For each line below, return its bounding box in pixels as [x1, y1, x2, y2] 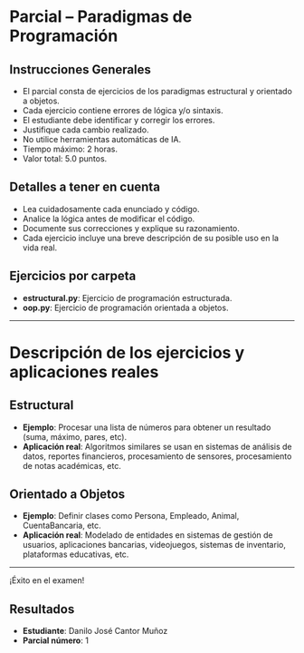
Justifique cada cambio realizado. [22, 124, 149, 135]
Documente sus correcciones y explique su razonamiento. [22, 222, 240, 233]
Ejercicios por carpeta [9, 268, 137, 284]
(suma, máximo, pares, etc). [22, 431, 128, 442]
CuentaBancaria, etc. [22, 520, 101, 531]
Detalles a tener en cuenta [9, 180, 161, 195]
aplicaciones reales [9, 361, 159, 382]
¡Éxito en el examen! [9, 575, 85, 586]
